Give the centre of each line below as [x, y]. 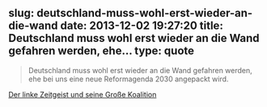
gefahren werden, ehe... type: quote [102, 51]
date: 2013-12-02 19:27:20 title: [142, 26]
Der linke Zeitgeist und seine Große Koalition [83, 94]
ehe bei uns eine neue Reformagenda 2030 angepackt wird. [128, 79]
